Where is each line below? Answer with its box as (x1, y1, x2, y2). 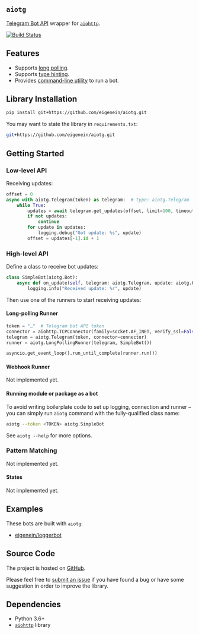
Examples (6, 504, 43, 514)
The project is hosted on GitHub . (6, 564, 86, 572)
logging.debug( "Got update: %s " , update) (37, 230, 142, 236)
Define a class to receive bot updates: (6, 263, 99, 270)
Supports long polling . (14, 64, 69, 71)
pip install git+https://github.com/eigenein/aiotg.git (6, 110, 147, 116)
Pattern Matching (6, 446, 57, 455)
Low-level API (6, 166, 47, 175)
